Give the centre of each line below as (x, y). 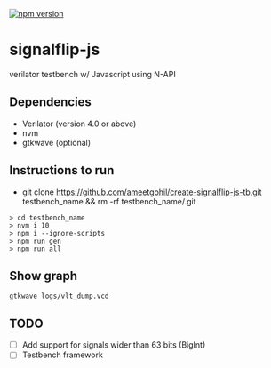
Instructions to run (62, 170)
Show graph (44, 276)
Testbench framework (63, 355)
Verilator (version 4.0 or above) (79, 124)
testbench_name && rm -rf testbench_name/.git (109, 201)
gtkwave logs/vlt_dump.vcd (59, 296)
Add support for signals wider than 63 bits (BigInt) (114, 345)
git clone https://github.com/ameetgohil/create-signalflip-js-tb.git (142, 192)
